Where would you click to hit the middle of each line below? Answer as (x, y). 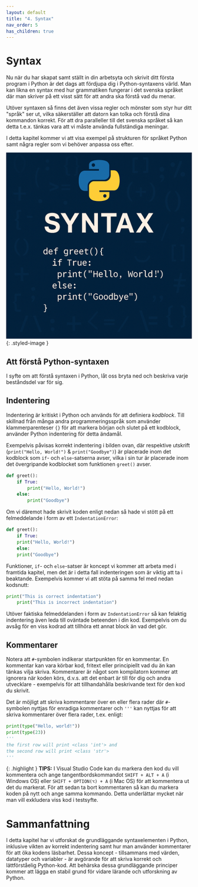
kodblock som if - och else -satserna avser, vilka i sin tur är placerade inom (97, 457)
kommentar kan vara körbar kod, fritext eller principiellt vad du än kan (91, 665)
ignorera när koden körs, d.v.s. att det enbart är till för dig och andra (88, 678)
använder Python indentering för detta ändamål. (64, 434)
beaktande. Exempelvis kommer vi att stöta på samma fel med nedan (90, 579)
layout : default (26, 12)
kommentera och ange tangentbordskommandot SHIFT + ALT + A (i (88, 775)
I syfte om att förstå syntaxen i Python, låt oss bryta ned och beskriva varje (97, 376)
